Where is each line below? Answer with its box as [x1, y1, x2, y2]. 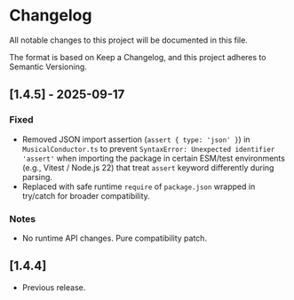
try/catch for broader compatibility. [21, 190, 151, 201]
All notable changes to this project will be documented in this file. [9, 35, 249, 45]
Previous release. [21, 281, 86, 293]
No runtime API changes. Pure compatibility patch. [21, 233, 207, 243]
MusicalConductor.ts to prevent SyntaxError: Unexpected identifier [21, 143, 275, 154]
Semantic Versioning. [9, 61, 87, 72]
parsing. [21, 171, 53, 182]
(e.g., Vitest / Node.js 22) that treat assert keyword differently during [21, 162, 274, 173]
